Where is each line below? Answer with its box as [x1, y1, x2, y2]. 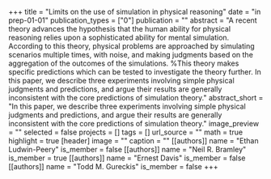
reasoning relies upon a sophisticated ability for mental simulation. [8, 32, 230, 42]
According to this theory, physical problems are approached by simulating [8, 41, 255, 51]
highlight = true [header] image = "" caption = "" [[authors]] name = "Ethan [8, 136, 259, 145]
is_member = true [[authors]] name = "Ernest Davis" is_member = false [8, 153, 246, 163]
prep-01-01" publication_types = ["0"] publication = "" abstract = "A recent [8, 15, 257, 25]
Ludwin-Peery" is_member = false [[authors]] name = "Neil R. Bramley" [8, 145, 247, 154]
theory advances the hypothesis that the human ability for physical [8, 24, 231, 33]
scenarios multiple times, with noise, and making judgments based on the [8, 50, 253, 59]
